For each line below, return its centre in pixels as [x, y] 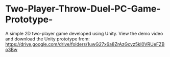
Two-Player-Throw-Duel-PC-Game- [83, 9]
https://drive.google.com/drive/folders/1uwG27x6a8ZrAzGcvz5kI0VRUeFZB [85, 44]
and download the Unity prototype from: [48, 39]
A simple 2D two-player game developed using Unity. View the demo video [84, 33]
